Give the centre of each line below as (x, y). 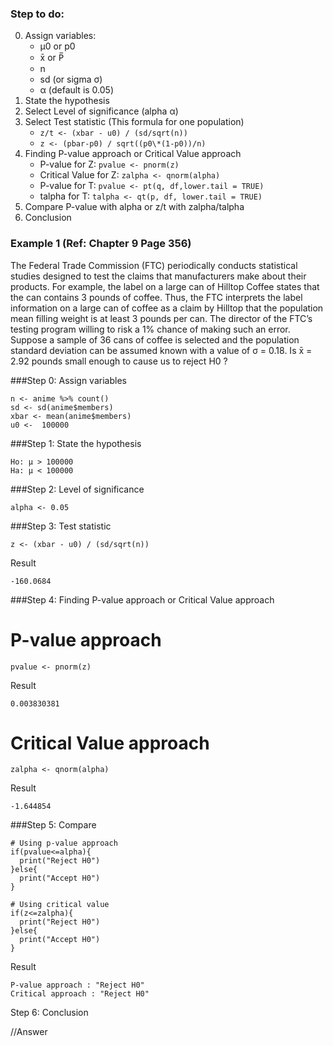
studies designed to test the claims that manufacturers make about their (158, 276)
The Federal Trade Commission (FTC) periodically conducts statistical (154, 265)
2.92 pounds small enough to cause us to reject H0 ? (119, 361)
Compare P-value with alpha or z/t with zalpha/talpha (134, 207)
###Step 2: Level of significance (77, 489)
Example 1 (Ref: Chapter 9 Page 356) (101, 244)
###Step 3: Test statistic (61, 526)
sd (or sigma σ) (71, 79)
